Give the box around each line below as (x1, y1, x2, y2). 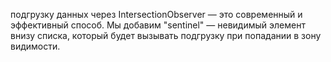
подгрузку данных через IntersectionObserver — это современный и (10, 9, 303, 20)
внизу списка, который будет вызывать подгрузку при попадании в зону (10, 30, 322, 41)
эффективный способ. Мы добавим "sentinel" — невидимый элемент (10, 19, 306, 31)
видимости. (10, 40, 61, 52)
